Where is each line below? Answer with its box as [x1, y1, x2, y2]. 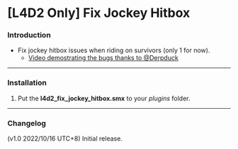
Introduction [7, 30, 51, 40]
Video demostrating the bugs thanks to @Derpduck [28, 54, 178, 62]
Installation [7, 78, 47, 88]
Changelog [7, 118, 46, 128]
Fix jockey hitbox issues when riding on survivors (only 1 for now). [17, 46, 210, 54]
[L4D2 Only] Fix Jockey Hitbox [7, 5, 191, 21]
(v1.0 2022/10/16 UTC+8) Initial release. [7, 134, 123, 143]
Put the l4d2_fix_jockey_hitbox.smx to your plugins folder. [17, 94, 191, 102]
